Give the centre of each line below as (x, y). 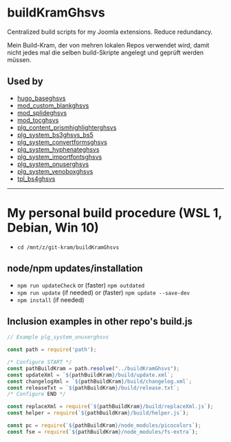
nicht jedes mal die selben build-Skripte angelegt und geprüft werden (106, 52)
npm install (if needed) (51, 300)
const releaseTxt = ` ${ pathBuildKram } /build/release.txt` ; (93, 388)
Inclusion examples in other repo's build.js (100, 321)
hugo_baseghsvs (41, 98)
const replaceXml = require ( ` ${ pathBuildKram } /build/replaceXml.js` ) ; (110, 407)
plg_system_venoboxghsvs (55, 171)
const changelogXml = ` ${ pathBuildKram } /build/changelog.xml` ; (100, 381)
